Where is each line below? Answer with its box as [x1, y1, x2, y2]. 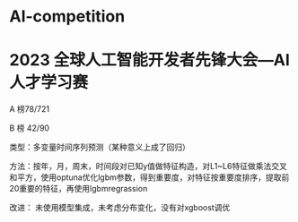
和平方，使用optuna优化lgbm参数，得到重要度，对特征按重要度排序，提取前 [9, 172, 290, 183]
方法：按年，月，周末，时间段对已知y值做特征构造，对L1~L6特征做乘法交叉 [9, 161, 287, 172]
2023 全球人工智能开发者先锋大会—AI [9, 50, 290, 71]
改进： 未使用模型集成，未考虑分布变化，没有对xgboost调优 [9, 202, 231, 213]
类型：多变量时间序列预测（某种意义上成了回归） [9, 141, 190, 153]
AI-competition [9, 6, 126, 27]
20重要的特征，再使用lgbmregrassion [9, 184, 148, 194]
